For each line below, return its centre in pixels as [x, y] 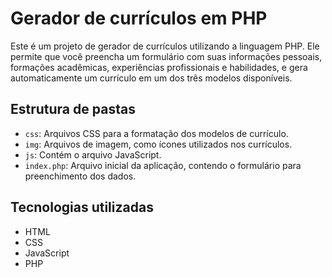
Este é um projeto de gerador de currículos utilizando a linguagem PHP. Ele [165, 46]
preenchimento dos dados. [80, 176]
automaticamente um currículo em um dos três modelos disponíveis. [151, 78]
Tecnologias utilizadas [82, 207]
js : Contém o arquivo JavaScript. [93, 154]
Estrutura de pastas [73, 109]
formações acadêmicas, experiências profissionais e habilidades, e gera [159, 67]
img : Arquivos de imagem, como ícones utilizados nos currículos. [158, 144]
